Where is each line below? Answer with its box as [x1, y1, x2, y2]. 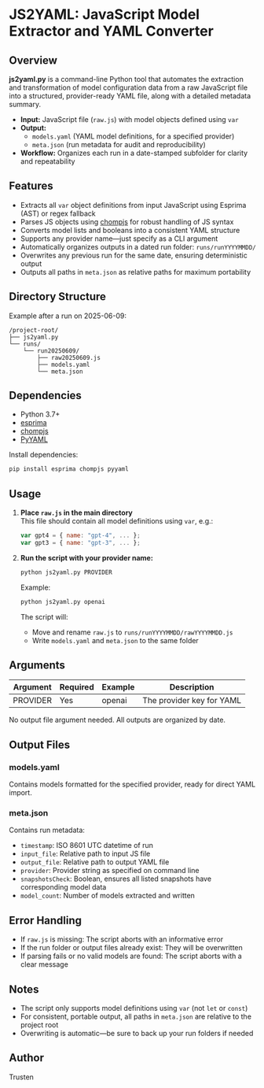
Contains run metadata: [9, 825, 86, 835]
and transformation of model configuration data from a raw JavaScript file [9, 83, 248, 92]
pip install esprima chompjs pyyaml [9, 465, 129, 473]
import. [9, 788, 32, 797]
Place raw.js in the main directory [20, 508, 133, 517]
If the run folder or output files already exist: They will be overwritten [20, 943, 243, 953]
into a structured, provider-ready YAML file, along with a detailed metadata [9, 91, 251, 100]
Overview [9, 54, 58, 67]
